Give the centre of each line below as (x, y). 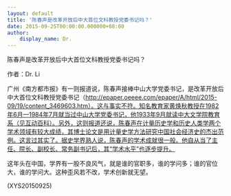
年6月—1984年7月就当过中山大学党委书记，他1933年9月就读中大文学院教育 (114, 115)
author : (18, 33)
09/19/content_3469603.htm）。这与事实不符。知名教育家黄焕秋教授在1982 (113, 106)
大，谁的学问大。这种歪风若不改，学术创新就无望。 (79, 172)
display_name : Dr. (46, 39)
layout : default (30, 13)
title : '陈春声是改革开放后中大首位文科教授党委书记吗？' (80, 20)
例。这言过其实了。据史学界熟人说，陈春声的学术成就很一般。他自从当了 (109, 140)
